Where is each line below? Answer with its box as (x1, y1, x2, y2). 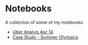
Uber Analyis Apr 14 (12, 29, 54, 35)
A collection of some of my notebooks (5, 19, 84, 25)
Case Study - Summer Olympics (12, 34, 79, 40)
